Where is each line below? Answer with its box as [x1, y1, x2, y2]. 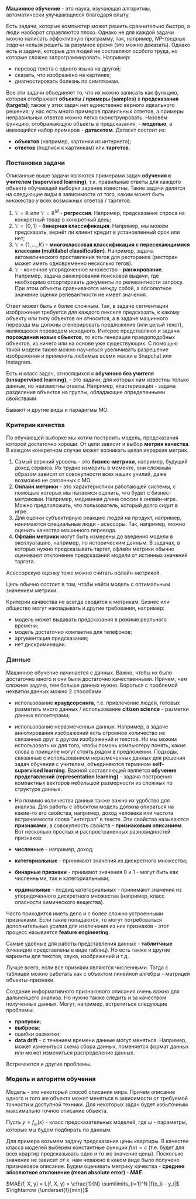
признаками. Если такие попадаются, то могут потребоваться [6, 916, 163, 923]
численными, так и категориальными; [14, 875, 110, 882]
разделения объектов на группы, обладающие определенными [6, 388, 166, 395]
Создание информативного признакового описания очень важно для [6, 988, 180, 995]
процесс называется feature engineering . [6, 928, 110, 936]
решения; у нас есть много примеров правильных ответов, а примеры [6, 108, 184, 115]
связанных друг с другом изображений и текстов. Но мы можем [14, 735, 177, 743]
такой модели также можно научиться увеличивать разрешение [6, 346, 169, 353]
